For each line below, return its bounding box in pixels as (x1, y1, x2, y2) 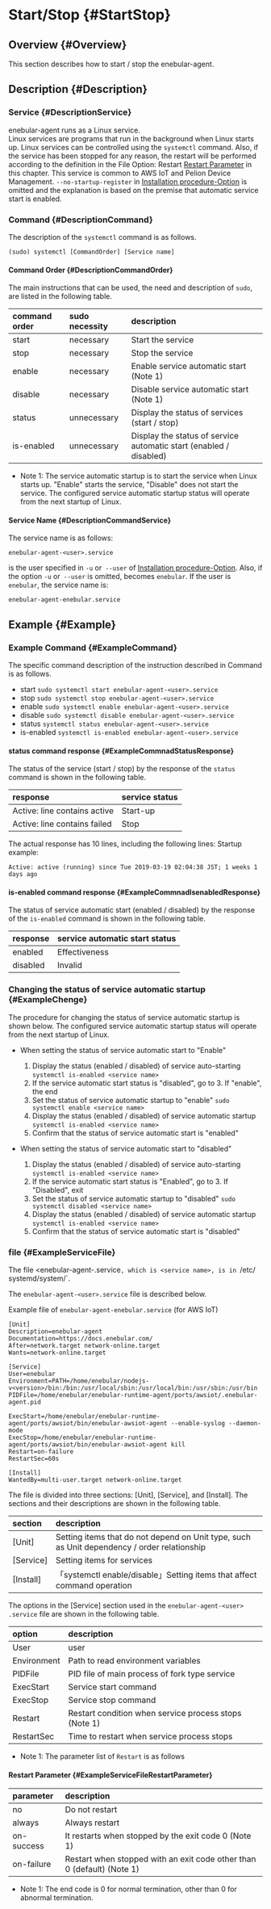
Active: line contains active (12, 805, 115, 816)
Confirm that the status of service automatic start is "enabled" (31, 1128, 240, 1138)
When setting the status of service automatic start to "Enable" (19, 1045, 227, 1055)
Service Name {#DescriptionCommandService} (8, 515, 172, 525)
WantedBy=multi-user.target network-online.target (8, 1476, 182, 1484)
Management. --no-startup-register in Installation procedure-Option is (8, 176, 248, 187)
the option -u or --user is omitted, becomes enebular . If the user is (8, 572, 231, 581)
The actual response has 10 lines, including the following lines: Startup (8, 839, 242, 849)
